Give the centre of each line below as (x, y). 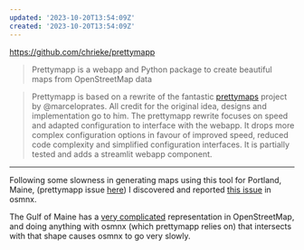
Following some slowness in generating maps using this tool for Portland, (146, 180)
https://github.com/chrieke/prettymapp (82, 51)
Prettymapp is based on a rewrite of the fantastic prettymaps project (159, 97)
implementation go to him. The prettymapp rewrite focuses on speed (160, 116)
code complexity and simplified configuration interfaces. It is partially (161, 144)
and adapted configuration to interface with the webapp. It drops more (163, 125)
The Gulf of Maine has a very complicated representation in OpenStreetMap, (152, 217)
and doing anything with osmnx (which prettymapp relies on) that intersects (151, 226)
